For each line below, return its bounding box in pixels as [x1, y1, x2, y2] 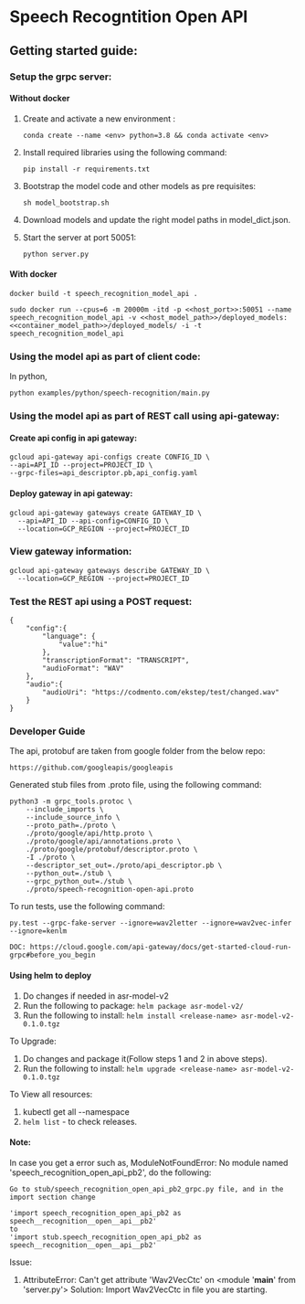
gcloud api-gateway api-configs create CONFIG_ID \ [9, 452, 210, 462]
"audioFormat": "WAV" [42, 664, 125, 673]
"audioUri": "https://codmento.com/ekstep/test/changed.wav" [42, 688, 280, 697]
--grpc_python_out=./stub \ [26, 877, 132, 886]
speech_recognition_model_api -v [9, 313, 137, 322]
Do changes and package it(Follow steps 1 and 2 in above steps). [22, 1053, 268, 1064]
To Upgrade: [9, 1035, 57, 1046]
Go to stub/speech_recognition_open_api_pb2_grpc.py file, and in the [9, 1184, 284, 1193]
